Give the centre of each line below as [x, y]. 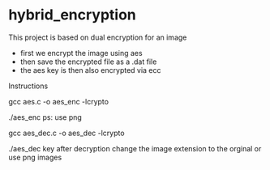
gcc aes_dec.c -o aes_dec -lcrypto [66, 133]
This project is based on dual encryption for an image [98, 37]
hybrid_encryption [72, 15]
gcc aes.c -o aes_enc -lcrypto [59, 101]
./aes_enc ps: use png [45, 117]
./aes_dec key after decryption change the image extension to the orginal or [135, 148]
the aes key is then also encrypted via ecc [90, 70]
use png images [35, 157]
